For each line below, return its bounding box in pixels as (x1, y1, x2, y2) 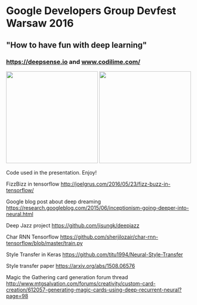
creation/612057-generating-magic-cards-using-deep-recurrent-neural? (6, 286, 182, 293)
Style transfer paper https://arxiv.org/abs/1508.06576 (6, 262, 135, 269)
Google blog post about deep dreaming (6, 198, 101, 205)
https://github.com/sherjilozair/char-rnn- (60, 233, 158, 240)
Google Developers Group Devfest (6, 4, 176, 18)
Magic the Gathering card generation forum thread (6, 273, 128, 280)
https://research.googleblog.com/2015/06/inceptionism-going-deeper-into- (6, 204, 189, 211)
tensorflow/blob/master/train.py (6, 239, 83, 246)
